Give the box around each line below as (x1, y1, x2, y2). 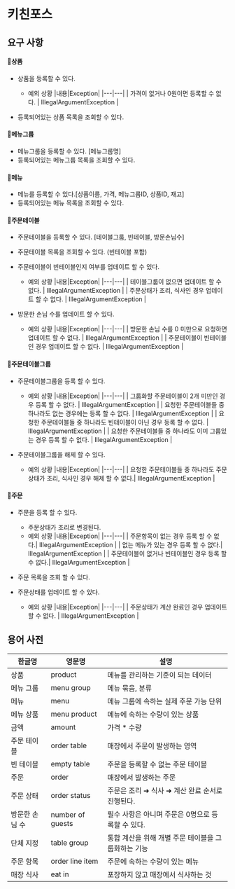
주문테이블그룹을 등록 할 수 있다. (17, 376, 106, 385)
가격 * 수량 (107, 722, 142, 732)
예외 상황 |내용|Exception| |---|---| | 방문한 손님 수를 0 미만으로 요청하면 (27, 325, 227, 333)
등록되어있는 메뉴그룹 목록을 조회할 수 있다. (17, 156, 136, 164)
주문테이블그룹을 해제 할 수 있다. (17, 450, 106, 459)
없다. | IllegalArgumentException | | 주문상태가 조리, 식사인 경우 (27, 287, 204, 295)
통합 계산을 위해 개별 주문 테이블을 (107, 833, 214, 843)
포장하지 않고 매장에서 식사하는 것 (107, 869, 212, 879)
